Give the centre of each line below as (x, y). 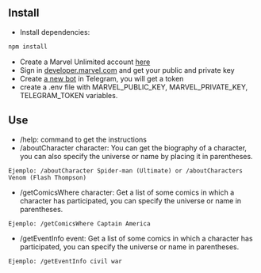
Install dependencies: (55, 32)
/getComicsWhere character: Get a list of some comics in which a (127, 192)
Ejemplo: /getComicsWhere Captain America (79, 224)
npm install (28, 47)
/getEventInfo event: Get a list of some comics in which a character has (136, 238)
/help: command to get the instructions (83, 139)
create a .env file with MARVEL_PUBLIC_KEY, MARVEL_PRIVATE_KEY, (134, 87)
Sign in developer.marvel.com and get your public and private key (127, 70)
